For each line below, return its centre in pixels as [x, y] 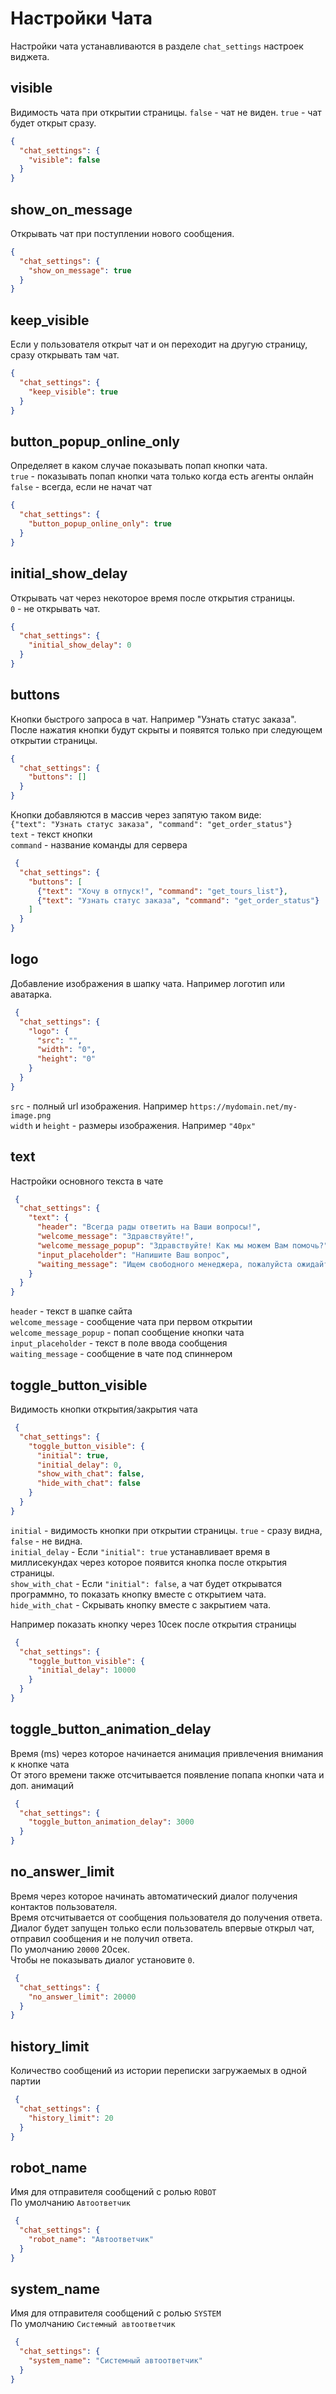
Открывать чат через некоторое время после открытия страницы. [152, 598]
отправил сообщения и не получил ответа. [101, 1938]
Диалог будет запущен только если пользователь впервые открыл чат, [162, 1928]
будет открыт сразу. [53, 123]
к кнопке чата [40, 1764]
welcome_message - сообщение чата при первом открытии [131, 1322]
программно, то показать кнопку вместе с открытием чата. [138, 1594]
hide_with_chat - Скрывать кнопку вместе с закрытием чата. [141, 1604]
